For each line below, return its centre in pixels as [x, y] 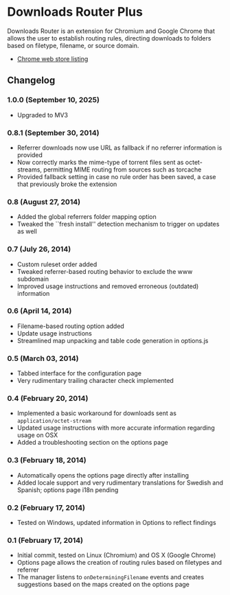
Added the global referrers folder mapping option [87, 217]
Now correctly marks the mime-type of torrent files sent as [100, 162]
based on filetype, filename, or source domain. [73, 45]
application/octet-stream [54, 421]
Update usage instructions [55, 333]
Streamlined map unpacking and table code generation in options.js [113, 340]
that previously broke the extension [67, 184]
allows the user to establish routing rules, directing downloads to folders [109, 38]
